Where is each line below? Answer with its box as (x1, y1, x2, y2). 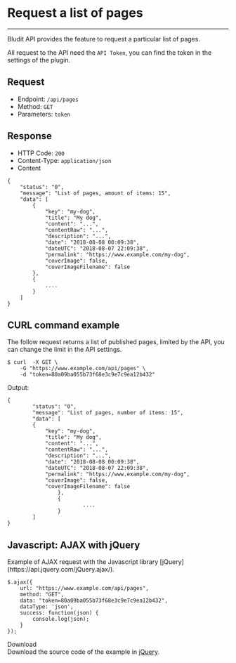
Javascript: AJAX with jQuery (7, 539, 140, 551)
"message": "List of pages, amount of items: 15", (20, 190, 171, 197)
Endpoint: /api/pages (17, 95, 79, 103)
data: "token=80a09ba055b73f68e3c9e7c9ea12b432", (20, 597, 169, 605)
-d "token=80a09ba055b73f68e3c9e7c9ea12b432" (20, 371, 156, 379)
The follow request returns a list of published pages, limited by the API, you (7, 338, 225, 346)
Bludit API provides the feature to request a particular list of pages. (7, 34, 200, 43)
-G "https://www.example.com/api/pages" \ (20, 365, 146, 372)
